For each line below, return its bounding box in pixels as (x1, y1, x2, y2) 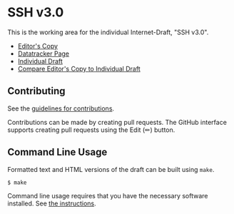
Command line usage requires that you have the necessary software (7, 192, 208, 200)
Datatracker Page (17, 49, 70, 58)
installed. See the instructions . (7, 199, 96, 208)
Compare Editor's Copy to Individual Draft (17, 64, 141, 73)
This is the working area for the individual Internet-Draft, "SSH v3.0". (7, 28, 209, 36)
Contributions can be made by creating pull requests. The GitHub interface (7, 118, 227, 126)
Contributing (7, 85, 66, 97)
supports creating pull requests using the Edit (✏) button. (7, 126, 175, 134)
